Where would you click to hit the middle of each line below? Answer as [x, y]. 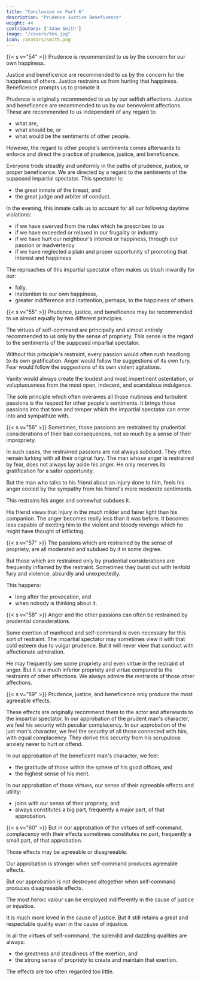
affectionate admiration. [36, 652]
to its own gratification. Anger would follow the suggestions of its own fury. [99, 361]
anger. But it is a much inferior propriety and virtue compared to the [89, 670]
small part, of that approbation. [44, 840]
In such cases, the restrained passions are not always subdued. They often [99, 452]
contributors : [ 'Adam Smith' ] [44, 28]
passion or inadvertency [45, 245]
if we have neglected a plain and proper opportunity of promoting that [101, 252]
